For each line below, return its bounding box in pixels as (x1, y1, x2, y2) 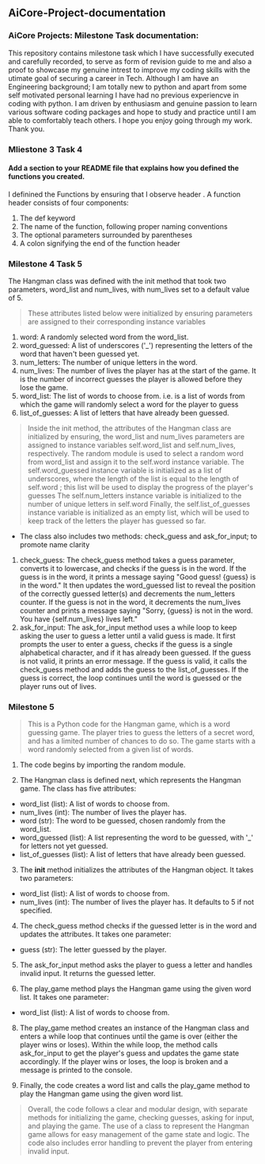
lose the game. (19, 383, 69, 392)
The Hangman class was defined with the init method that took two (8, 277, 227, 286)
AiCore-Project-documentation (8, 6, 166, 20)
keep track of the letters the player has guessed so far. (27, 516, 206, 526)
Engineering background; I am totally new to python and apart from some (8, 82, 248, 91)
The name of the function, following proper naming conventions (19, 221, 228, 231)
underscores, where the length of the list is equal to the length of (27, 474, 240, 484)
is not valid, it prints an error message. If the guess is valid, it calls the (19, 657, 248, 666)
